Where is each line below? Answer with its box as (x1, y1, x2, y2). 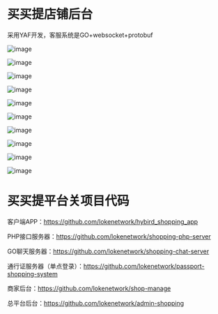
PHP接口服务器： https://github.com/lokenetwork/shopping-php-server (7, 232, 211, 241)
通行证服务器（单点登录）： (7, 262, 84, 270)
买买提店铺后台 (7, 6, 93, 22)
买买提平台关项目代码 (7, 193, 130, 209)
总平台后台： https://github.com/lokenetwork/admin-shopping (7, 299, 185, 307)
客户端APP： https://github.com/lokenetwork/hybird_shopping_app (7, 217, 198, 225)
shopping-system (7, 269, 58, 278)
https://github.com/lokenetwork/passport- (83, 262, 205, 270)
